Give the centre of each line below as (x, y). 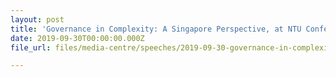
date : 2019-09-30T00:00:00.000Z (77, 38)
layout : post (37, 19)
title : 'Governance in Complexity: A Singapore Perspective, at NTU (156, 29)
